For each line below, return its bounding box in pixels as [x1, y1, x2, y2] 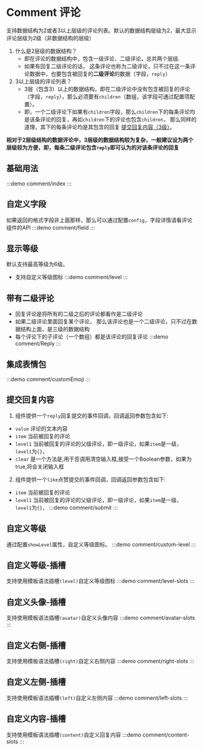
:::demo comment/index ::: [6, 180, 72, 187]
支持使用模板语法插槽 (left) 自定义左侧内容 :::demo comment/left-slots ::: [6, 694, 188, 701]
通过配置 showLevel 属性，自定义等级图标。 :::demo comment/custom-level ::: [6, 540, 196, 548]
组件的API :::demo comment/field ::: [6, 224, 95, 231]
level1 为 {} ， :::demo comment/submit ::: [15, 504, 118, 511]
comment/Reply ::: [15, 340, 61, 347]
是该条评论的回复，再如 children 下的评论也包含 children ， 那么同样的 [24, 115, 197, 123]
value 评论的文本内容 [15, 425, 68, 432]
